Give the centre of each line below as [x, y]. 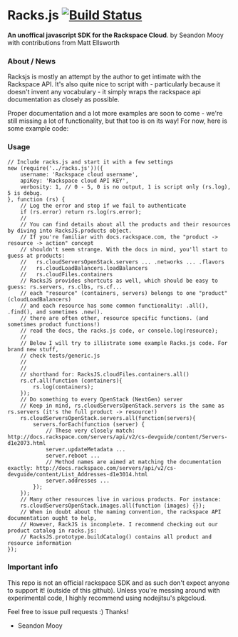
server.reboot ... [73, 456]
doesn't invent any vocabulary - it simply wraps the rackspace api [104, 92]
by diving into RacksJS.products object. [70, 231]
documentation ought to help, [52, 518]
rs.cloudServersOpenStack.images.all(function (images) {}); [113, 506]
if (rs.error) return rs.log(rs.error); [81, 212]
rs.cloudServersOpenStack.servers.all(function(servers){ [108, 418]
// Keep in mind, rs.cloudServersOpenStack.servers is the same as [122, 406]
